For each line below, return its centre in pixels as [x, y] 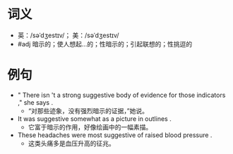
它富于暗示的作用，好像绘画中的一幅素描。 [90, 127]
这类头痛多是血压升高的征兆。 [71, 143]
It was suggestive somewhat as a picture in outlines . [94, 118]
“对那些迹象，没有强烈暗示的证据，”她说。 [88, 110]
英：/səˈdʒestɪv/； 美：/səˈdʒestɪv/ [68, 35]
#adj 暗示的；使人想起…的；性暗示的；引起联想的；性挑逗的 [105, 44]
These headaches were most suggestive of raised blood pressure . [115, 135]
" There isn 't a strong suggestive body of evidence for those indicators [121, 95]
